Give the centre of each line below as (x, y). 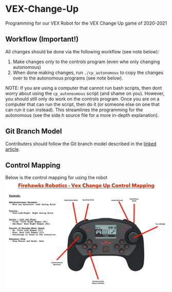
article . (13, 149)
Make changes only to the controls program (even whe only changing (86, 62)
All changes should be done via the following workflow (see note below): (82, 51)
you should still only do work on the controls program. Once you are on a (82, 99)
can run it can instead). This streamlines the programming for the (74, 110)
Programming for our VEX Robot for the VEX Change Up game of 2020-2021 (86, 23)
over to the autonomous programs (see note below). (68, 78)
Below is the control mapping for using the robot (56, 178)
